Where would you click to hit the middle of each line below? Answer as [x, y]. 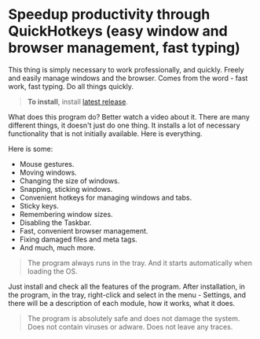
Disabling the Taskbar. [55, 223]
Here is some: [31, 149]
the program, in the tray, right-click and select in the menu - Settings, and [127, 295]
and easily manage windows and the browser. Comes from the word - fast [128, 78]
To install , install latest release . [77, 101]
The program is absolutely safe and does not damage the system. [134, 318]
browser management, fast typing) [125, 48]
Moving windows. [48, 172]
